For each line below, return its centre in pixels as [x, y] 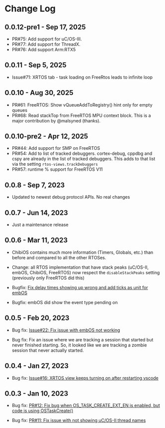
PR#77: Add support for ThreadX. [46, 44]
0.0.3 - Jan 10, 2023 [36, 393]
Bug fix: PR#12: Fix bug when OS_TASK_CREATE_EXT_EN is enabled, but [86, 406]
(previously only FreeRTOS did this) [48, 278]
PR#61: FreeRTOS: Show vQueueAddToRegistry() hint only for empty [82, 105]
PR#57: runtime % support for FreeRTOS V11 [57, 169]
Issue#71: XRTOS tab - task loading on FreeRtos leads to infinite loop [82, 77]
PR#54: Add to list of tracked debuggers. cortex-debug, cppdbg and [82, 154]
